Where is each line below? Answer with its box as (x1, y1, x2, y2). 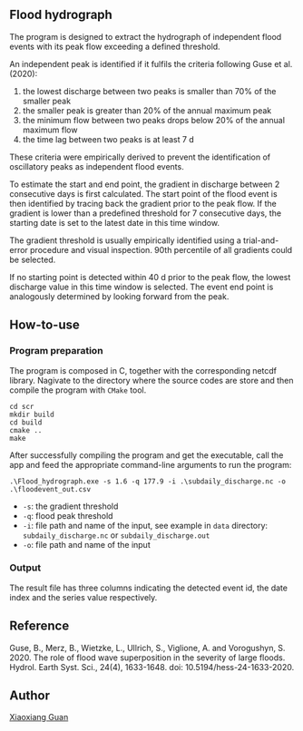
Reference (9, 619, 70, 634)
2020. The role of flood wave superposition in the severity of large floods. (9, 652, 286, 663)
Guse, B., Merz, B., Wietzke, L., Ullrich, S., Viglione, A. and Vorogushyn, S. (9, 642, 286, 653)
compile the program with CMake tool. (9, 385, 147, 395)
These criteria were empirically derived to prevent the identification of (9, 151, 270, 162)
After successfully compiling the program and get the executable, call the (9, 449, 284, 461)
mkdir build (9, 410, 54, 419)
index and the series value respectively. (9, 591, 158, 602)
